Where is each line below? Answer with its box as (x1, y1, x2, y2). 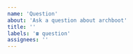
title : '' (7, 23, 37, 30)
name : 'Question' (7, 10, 58, 18)
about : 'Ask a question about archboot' (7, 17, 128, 24)
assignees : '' (7, 36, 49, 43)
